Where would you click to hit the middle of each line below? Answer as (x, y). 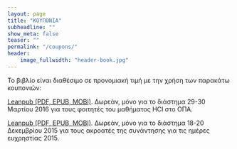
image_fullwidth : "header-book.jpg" (75, 60)
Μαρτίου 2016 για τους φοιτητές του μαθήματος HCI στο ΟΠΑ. (100, 109)
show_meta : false (33, 34)
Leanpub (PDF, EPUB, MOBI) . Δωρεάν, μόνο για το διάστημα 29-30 (106, 101)
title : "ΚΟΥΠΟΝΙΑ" (35, 21)
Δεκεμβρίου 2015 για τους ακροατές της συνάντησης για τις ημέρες (109, 130)
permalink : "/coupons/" (43, 47)
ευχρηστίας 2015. (33, 138)
